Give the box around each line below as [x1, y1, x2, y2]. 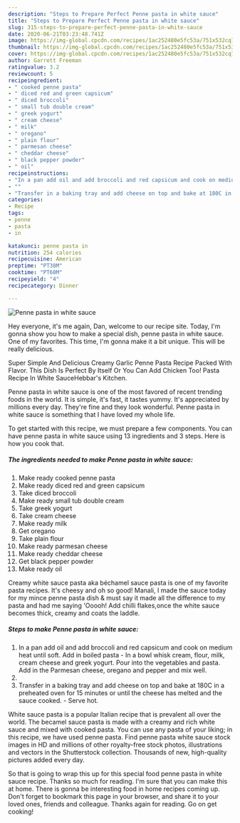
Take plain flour [18, 534, 65, 542]
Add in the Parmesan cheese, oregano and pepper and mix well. [18, 665, 207, 675]
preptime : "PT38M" [8, 262, 63, 270]
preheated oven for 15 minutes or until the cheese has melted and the [18, 688, 223, 697]
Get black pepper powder [18, 557, 94, 565]
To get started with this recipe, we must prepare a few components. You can [8, 424, 233, 433]
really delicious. [8, 344, 54, 353]
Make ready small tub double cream [18, 496, 124, 505]
